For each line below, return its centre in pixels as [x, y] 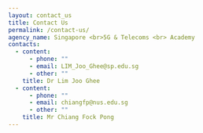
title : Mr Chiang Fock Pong [68, 117]
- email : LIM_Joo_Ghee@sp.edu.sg [84, 66]
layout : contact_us [40, 15]
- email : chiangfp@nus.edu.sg [78, 102]
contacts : [24, 45]
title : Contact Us [38, 23]
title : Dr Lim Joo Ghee [61, 81]
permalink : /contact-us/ [49, 30]
